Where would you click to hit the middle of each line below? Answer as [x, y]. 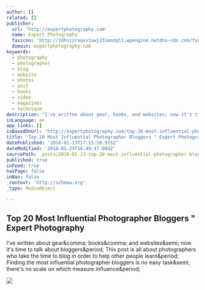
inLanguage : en [26, 120]
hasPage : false [26, 171]
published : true [27, 160]
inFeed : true [23, 166]
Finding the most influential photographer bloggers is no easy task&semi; [98, 262]
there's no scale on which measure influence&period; [74, 269]
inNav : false [23, 177]
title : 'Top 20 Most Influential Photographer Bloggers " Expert [91, 137]
